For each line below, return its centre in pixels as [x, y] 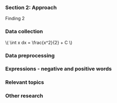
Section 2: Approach [31, 8]
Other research [24, 96]
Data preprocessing [30, 55]
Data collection [24, 32]
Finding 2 [15, 19]
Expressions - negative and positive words [58, 69]
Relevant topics [25, 82]
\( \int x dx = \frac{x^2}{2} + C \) [39, 42]
